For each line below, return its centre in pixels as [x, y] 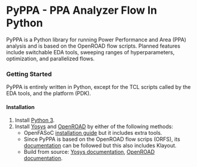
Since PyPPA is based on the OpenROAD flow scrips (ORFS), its [102, 139]
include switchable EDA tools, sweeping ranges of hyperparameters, [90, 52]
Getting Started [29, 74]
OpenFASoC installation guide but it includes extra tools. [93, 133]
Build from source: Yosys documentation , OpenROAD [89, 152]
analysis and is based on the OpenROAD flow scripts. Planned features [93, 46]
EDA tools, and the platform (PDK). [49, 94]
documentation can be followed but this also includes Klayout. [100, 146]
